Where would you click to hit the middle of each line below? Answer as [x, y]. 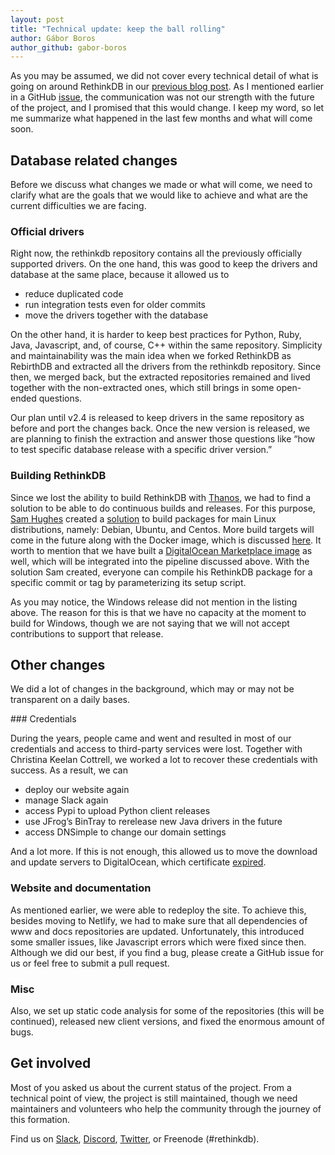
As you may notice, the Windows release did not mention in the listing [154, 602]
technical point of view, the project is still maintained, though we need [154, 1098]
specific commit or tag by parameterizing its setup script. [128, 582]
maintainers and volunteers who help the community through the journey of [166, 1108]
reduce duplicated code [74, 294]
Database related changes [94, 160]
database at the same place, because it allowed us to [120, 275]
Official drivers [47, 231]
